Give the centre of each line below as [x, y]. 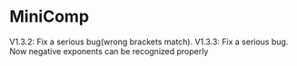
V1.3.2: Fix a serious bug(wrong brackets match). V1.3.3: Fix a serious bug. [149, 42]
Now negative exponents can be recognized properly [109, 51]
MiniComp [49, 17]
